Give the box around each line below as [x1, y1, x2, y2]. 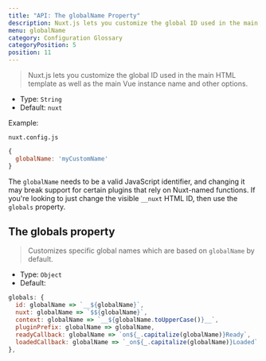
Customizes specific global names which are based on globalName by [27, 246, 255, 255]
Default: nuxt [19, 103, 62, 112]
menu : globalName [8, 26, 66, 34]
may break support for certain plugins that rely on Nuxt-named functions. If [8, 184, 256, 195]
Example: [8, 118, 39, 127]
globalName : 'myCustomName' [15, 154, 109, 163]
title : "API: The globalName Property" [8, 11, 141, 20]
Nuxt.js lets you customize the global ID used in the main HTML [27, 71, 237, 80]
